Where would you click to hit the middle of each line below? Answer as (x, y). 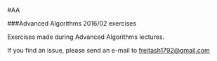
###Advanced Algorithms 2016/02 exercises (72, 23)
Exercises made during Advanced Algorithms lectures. (86, 37)
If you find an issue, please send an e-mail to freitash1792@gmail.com (109, 50)
